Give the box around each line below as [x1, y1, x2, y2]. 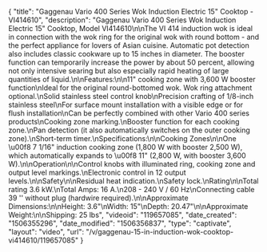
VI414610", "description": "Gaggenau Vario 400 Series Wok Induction [8, 15, 237, 25]
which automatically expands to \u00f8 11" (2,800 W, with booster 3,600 [8, 151, 246, 160]
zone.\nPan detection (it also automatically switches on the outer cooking [8, 125, 250, 135]
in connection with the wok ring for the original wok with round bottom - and [8, 32, 260, 41]
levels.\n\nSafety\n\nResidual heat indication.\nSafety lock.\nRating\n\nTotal [8, 176, 259, 186]
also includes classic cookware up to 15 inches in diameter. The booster [8, 49, 245, 58]
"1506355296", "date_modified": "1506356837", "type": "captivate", [8, 219, 232, 228]
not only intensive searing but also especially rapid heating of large [8, 66, 229, 75]
